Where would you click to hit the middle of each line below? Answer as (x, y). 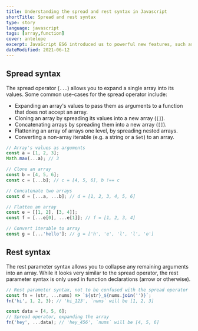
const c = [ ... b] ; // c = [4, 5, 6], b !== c (63, 180)
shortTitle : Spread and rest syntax (51, 17)
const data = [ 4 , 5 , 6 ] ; (37, 312)
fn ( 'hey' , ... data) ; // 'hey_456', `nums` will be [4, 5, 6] (83, 322)
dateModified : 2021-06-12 (38, 50)
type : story (21, 22)
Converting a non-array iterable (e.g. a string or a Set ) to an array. (95, 137)
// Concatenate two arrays (39, 191)
